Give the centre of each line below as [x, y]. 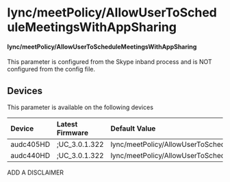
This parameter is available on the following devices [80, 107]
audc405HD [30, 144]
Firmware [73, 133]
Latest [67, 124]
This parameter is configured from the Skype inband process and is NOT [110, 62]
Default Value [133, 128]
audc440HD [30, 156]
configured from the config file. [51, 69]
